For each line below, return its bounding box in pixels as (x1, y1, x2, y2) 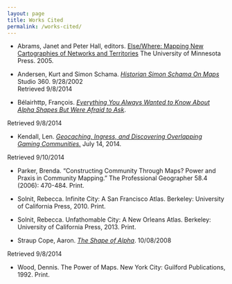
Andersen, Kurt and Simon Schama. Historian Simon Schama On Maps (17, 70, 220, 78)
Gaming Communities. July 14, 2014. (17, 140, 122, 148)
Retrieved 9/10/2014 (7, 153, 64, 161)
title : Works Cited (7, 17, 64, 24)
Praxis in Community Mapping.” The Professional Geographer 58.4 (17, 174, 208, 182)
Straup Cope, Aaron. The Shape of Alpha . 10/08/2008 (17, 236, 172, 245)
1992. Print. (17, 271, 50, 279)
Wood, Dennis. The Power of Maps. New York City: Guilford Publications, (17, 263, 226, 272)
